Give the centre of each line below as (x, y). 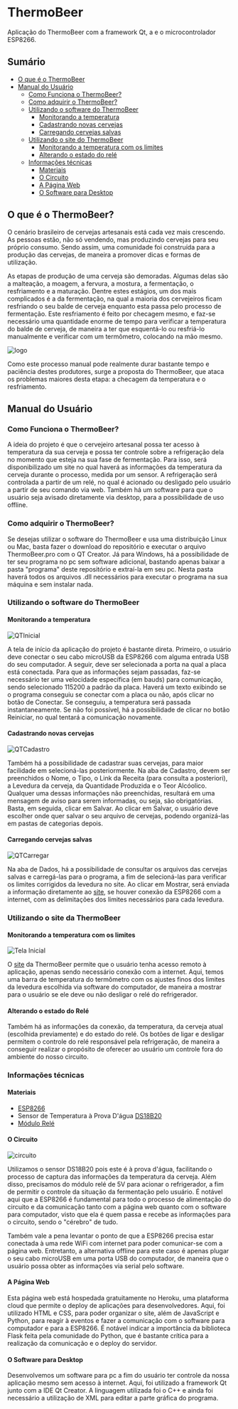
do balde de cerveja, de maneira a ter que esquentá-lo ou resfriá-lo (106, 328)
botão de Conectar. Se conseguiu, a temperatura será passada (99, 702)
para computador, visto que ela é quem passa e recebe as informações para (119, 1214)
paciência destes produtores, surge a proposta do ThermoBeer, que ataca (116, 371)
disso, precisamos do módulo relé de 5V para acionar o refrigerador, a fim (115, 1184)
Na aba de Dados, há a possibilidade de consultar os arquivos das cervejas (117, 869)
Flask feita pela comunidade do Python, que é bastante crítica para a (108, 1335)
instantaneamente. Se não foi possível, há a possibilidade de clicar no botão (119, 709)
